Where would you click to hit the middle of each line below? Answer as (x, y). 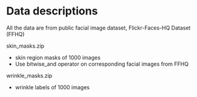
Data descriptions (52, 11)
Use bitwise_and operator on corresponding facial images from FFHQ (102, 64)
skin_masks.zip (25, 46)
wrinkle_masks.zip (29, 75)
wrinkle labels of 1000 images (52, 87)
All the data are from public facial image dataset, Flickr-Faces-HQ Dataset (98, 28)
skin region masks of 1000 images (58, 57)
